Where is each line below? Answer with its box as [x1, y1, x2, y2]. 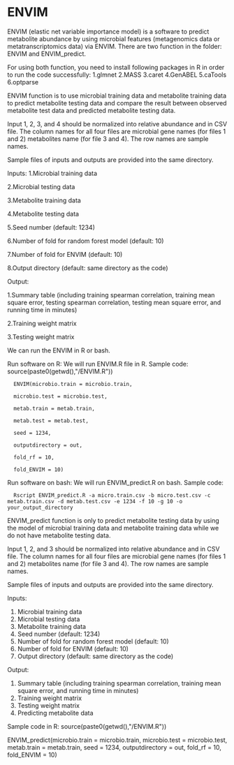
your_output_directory [7, 504, 73, 511]
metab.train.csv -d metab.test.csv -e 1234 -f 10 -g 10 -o [7, 498, 183, 505]
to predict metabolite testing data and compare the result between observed [7, 98, 227, 107]
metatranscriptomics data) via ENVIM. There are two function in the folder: [7, 42, 222, 50]
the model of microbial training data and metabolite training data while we [7, 523, 219, 532]
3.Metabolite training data [7, 196, 82, 205]
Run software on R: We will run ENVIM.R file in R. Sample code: [7, 359, 189, 368]
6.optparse [7, 77, 39, 86]
